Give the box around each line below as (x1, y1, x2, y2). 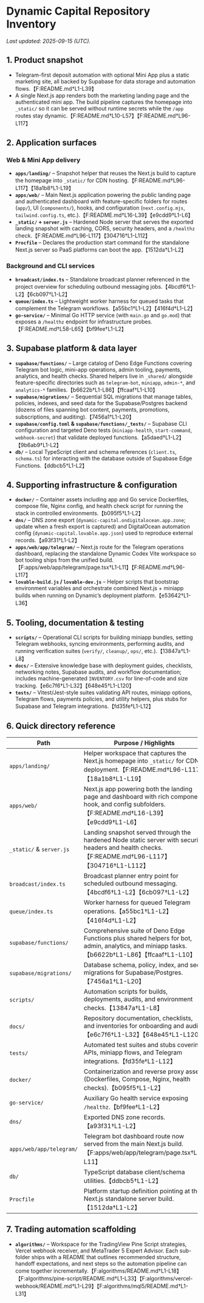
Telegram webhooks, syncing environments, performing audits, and (15, 640, 185, 648)
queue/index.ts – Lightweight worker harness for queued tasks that (15, 297, 184, 305)
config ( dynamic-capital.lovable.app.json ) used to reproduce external (15, 529, 193, 537)
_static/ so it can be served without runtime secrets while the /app (15, 105, 184, 112)
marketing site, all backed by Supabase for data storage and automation (15, 77, 195, 85)
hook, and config (84, 800, 132, 808)
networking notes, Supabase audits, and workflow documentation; (15, 668, 182, 676)
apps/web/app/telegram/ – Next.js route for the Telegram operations (15, 543, 184, 551)
